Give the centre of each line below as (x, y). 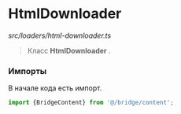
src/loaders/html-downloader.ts (60, 35)
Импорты (28, 71)
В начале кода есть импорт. (55, 88)
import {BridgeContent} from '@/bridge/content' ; (91, 103)
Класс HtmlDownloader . (69, 50)
